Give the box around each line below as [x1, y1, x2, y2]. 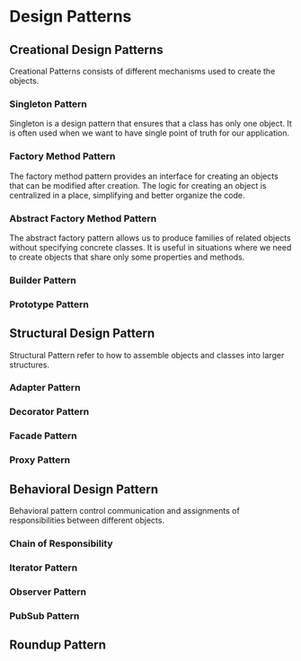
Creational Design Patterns [9, 42, 164, 57]
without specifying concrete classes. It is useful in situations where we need [9, 242, 292, 252]
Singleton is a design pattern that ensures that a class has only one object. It [9, 119, 292, 129]
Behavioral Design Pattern [9, 481, 159, 497]
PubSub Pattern [9, 609, 80, 621]
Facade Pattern [9, 429, 78, 442]
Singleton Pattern [9, 97, 88, 110]
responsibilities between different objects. [9, 515, 164, 526]
